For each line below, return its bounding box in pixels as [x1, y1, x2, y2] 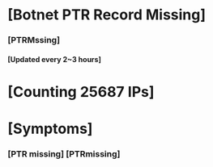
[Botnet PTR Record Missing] [7, 6, 207, 24]
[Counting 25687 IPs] [7, 82, 155, 101]
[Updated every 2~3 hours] [7, 54, 102, 64]
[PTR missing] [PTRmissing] [7, 148, 121, 159]
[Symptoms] [7, 119, 93, 138]
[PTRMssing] [7, 35, 61, 46]
